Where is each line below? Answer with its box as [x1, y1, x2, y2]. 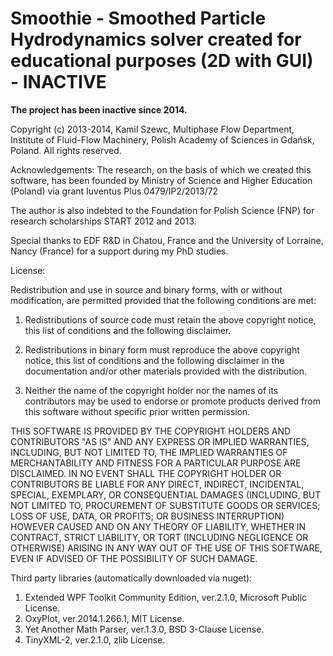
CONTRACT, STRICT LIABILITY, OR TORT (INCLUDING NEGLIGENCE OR [10, 531, 309, 543]
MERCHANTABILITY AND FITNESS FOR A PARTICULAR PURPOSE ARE [10, 457, 302, 469]
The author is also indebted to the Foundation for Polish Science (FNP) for [10, 204, 315, 216]
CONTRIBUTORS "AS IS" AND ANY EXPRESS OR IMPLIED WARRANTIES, [10, 435, 310, 447]
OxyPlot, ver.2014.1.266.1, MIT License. [24, 612, 185, 624]
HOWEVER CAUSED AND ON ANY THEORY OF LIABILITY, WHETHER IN [10, 520, 307, 532]
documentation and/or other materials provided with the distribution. [24, 365, 307, 377]
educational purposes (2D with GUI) [10, 50, 314, 72]
